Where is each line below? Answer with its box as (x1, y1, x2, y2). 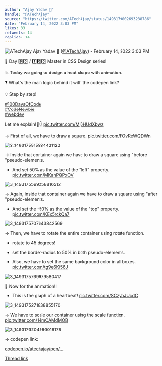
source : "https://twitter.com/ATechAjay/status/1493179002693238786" (5, 16, 152, 21)
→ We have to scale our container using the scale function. (5, 312, 125, 318)
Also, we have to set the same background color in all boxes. (12, 258, 136, 264)
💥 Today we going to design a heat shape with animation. (5, 70, 122, 75)
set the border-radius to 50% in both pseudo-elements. (12, 249, 125, 255)
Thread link (5, 355, 28, 361)
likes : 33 (5, 26, 26, 31)
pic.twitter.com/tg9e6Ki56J (12, 264, 68, 270)
